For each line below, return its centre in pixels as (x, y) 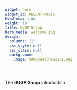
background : (22, 55)
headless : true (20, 18)
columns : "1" (23, 41)
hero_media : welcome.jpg (30, 32)
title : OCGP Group (23, 28)
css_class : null (26, 50)
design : (13, 37)
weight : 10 (16, 23)
